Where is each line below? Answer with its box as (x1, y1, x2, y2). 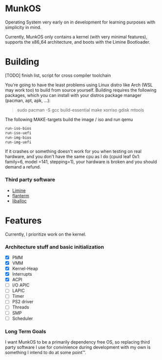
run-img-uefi (5, 140, 32, 144)
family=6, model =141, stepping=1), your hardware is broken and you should (5, 159, 157, 165)
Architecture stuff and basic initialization (5, 243, 104, 250)
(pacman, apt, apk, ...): (5, 97, 51, 103)
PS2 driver (12, 299, 34, 305)
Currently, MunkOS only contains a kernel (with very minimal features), (5, 34, 147, 40)
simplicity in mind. (5, 24, 41, 30)
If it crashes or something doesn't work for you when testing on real (5, 148, 142, 154)
